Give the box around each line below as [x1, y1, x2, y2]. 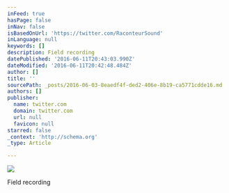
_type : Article [7, 140, 52, 147]
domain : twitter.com [13, 107, 73, 114]
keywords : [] [7, 43, 45, 49]
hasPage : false [7, 17, 52, 24]
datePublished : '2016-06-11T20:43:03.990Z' [7, 56, 136, 63]
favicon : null [13, 120, 54, 128]
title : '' [7, 75, 36, 82]
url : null [13, 114, 42, 121]
